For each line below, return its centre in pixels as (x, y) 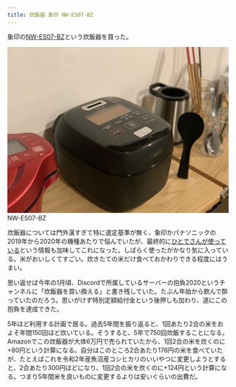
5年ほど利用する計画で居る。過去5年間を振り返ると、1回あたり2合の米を (112, 324)
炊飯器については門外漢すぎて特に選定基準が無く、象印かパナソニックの (112, 232)
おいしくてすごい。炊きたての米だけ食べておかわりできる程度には (127, 258)
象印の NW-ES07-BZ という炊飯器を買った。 (70, 37)
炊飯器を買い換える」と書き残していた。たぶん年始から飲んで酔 (136, 291)
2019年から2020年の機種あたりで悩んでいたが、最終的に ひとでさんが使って (117, 241)
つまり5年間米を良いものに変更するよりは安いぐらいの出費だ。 (110, 376)
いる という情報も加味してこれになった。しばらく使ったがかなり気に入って (115, 250)
